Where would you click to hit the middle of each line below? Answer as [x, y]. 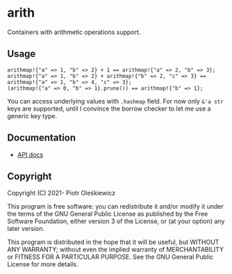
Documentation [42, 138]
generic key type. [32, 115]
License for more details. [43, 264]
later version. [26, 229]
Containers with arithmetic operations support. [74, 32]
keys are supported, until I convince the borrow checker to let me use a [109, 108]
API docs [30, 154]
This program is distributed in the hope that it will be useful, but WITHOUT [113, 242]
